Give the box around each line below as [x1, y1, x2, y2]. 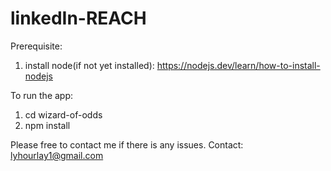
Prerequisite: [10, 40, 63, 52]
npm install [24, 119, 71, 131]
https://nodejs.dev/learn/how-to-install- [156, 59, 321, 71]
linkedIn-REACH [10, 7, 147, 30]
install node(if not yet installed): [24, 59, 155, 71]
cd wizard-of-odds [24, 108, 103, 121]
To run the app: [10, 89, 74, 101]
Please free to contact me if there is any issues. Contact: [10, 138, 244, 151]
